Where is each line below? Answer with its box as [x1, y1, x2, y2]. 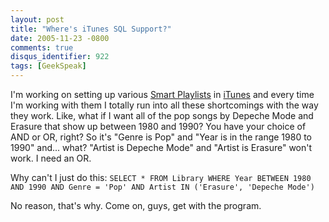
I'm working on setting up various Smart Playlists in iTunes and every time [10, 89, 315, 100]
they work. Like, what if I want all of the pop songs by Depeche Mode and [10, 110, 314, 121]
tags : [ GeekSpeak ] [10, 61, 87, 71]
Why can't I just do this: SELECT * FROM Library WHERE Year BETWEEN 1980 [10, 172, 312, 183]
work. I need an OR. [10, 152, 92, 164]
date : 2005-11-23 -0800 [10, 33, 110, 43]
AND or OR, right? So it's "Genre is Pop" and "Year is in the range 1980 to [10, 131, 312, 143]
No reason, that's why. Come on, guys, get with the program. [10, 200, 262, 211]
